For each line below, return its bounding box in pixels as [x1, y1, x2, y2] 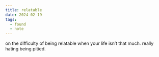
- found [10, 21, 26, 27]
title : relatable [5, 7, 42, 13]
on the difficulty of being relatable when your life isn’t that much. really [5, 40, 154, 46]
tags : [5, 17, 17, 22]
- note [10, 26, 24, 32]
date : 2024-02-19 [5, 12, 42, 17]
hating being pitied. [5, 46, 46, 52]
